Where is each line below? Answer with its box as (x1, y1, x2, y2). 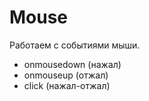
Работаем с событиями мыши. (9, 39, 141, 51)
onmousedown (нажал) (23, 58, 122, 70)
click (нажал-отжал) (23, 79, 111, 91)
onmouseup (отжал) (23, 69, 109, 81)
